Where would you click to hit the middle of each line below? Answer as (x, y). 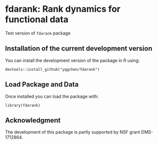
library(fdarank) (23, 105)
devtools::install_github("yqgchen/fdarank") (52, 69)
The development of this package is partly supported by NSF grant (73, 132)
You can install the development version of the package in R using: (72, 60)
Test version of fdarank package (38, 33)
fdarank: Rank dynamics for (63, 9)
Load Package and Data (42, 85)
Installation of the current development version (79, 48)
